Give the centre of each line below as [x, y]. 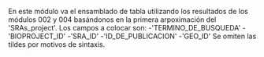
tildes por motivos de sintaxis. [57, 45]
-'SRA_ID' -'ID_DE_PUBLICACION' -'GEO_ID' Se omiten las [162, 36]
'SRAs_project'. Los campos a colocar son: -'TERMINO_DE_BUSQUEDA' [125, 28]
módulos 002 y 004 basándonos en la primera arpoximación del [112, 20]
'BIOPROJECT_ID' [37, 36]
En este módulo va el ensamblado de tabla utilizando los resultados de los [128, 11]
